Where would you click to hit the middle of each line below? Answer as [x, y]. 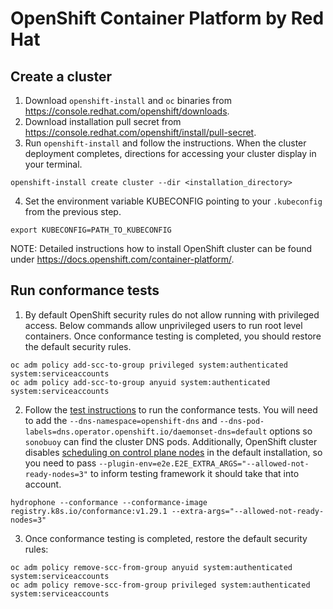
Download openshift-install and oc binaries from [128, 100]
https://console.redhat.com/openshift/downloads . [127, 111]
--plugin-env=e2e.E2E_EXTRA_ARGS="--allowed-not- [204, 463]
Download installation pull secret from [103, 121]
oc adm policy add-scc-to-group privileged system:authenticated [149, 365]
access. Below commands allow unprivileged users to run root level [163, 325]
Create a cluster [61, 76]
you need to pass [60, 463]
